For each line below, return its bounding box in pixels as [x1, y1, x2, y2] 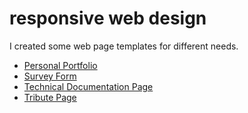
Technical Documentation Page [23, 80, 154, 92]
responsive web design [9, 7, 207, 30]
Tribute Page [23, 91, 77, 103]
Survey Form [23, 70, 77, 82]
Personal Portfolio [23, 59, 98, 71]
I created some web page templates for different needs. [9, 40, 239, 52]
